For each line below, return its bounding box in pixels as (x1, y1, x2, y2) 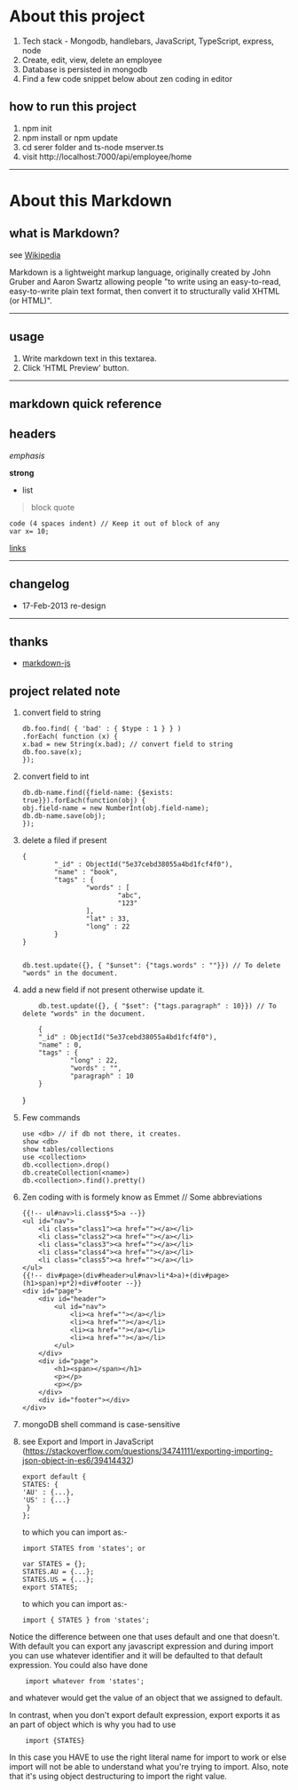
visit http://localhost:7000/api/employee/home (21, 151, 192, 162)
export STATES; (21, 1583, 79, 1593)
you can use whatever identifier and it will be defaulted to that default (9, 1650, 263, 1661)
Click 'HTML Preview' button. (21, 362, 129, 373)
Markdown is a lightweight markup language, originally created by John (9, 267, 271, 277)
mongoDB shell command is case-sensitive (21, 1419, 181, 1430)
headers (9, 427, 57, 442)
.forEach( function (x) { (21, 732, 118, 742)
